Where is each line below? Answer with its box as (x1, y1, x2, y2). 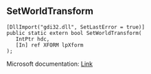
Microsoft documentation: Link (6, 60, 93, 68)
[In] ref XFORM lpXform (15, 41, 84, 49)
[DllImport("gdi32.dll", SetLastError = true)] (6, 23, 146, 30)
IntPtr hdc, (15, 36, 50, 42)
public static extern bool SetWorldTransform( (6, 29, 142, 36)
